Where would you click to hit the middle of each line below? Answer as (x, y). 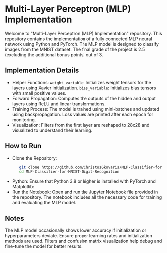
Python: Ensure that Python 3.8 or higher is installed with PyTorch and (84, 181)
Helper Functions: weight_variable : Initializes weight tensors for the (82, 82)
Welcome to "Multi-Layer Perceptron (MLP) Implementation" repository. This (83, 33)
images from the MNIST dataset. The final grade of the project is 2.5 (75, 49)
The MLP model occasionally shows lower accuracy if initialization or (76, 230)
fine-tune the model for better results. (44, 246)
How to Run (23, 146)
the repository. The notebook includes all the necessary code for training (87, 197)
